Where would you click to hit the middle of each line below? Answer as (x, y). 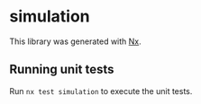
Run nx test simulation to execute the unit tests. (101, 91)
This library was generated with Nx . (75, 41)
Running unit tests (62, 69)
